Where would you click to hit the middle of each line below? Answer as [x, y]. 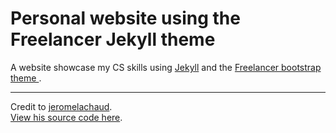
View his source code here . [66, 117]
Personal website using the [125, 18]
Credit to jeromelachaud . [61, 106]
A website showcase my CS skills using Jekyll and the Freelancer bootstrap [166, 67]
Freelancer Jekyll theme [113, 39]
